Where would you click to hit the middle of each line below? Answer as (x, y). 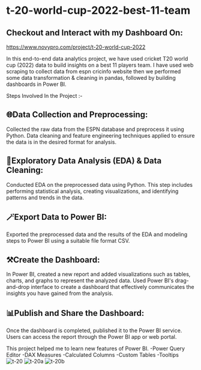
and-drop (18, 287)
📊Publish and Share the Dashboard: (75, 313)
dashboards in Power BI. (37, 84)
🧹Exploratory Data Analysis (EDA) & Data (84, 161)
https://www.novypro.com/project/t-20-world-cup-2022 (76, 47)
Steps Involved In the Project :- (44, 96)
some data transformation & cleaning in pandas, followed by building (91, 78)
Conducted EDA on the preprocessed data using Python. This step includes (100, 184)
